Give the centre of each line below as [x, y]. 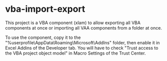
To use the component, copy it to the [43, 37]
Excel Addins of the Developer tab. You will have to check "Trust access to [82, 48]
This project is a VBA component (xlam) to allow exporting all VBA [73, 23]
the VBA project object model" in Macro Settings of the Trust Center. [76, 53]
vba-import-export [45, 9]
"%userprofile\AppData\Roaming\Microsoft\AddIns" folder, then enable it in [83, 42]
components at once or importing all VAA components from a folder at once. [83, 28]
